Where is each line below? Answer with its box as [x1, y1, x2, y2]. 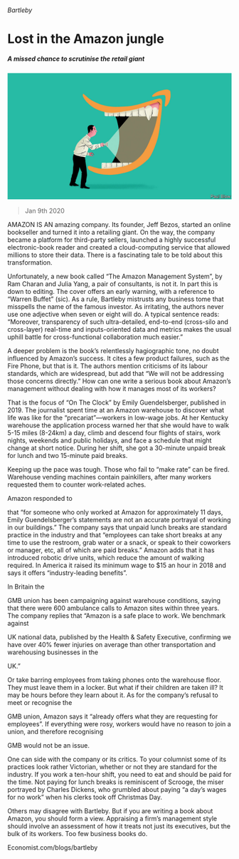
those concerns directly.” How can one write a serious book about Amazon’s [7, 377, 231, 385]
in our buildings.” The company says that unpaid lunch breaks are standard [7, 523, 228, 532]
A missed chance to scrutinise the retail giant [7, 54, 145, 63]
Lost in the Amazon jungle [7, 31, 165, 46]
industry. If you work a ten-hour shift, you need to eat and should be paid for [7, 771, 232, 779]
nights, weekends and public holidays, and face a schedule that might [7, 436, 212, 445]
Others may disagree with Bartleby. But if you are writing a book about [7, 807, 213, 815]
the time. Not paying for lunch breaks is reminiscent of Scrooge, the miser [7, 778, 224, 786]
